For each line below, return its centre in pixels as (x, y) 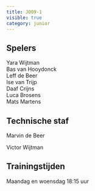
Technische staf (37, 121)
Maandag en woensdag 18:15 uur (48, 181)
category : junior (28, 23)
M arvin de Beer (26, 135)
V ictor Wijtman (25, 147)
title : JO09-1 (24, 12)
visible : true (24, 18)
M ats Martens (24, 102)
